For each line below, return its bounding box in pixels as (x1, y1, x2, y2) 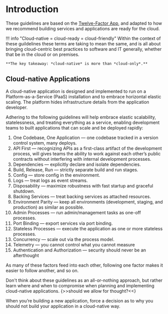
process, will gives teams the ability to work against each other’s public (13, 150, 161, 157)
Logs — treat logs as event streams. (13, 177, 88, 183)
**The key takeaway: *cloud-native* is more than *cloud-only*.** (6, 61, 148, 66)
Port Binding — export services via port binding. (13, 220, 113, 226)
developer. (6, 104, 28, 110)
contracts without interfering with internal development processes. (13, 156, 151, 162)
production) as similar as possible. (13, 204, 85, 210)
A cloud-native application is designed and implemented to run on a (6, 88, 146, 94)
